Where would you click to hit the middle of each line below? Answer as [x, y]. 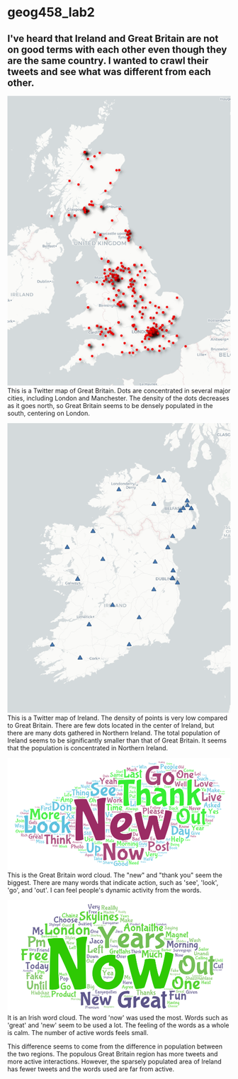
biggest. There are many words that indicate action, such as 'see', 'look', [113, 883]
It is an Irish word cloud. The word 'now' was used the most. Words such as [118, 1017]
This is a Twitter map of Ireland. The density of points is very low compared [118, 718]
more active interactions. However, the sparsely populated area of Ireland [114, 1061]
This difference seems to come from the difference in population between [115, 1046]
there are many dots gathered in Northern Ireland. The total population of [114, 733]
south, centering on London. [49, 413]
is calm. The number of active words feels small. [78, 1032]
